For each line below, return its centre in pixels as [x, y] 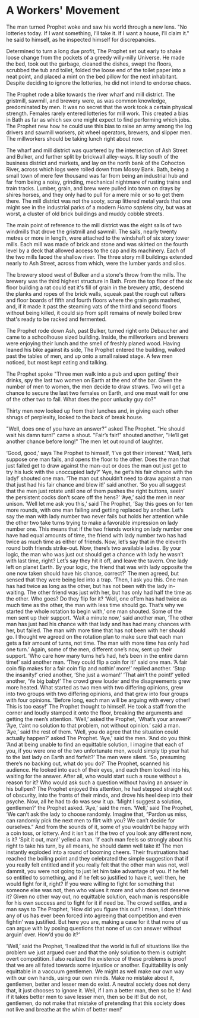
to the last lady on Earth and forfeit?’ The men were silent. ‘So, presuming [96, 757]
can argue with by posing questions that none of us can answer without [94, 928]
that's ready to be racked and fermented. [56, 319]
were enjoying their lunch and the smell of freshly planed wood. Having [93, 343]
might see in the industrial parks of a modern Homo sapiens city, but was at [99, 207]
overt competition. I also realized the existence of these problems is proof [96, 958]
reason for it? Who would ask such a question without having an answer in [97, 782]
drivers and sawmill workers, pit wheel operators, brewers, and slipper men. [99, 132]
